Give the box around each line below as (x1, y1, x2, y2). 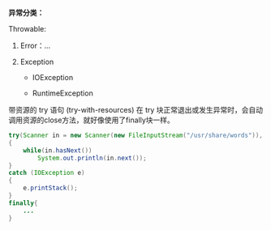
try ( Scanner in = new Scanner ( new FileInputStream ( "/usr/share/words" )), (8, 131, 264, 139)
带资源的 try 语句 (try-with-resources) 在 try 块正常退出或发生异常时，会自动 (8, 105, 264, 114)
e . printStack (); (23, 184, 79, 193)
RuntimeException (32, 88, 93, 98)
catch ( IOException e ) (8, 169, 85, 177)
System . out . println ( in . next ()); (37, 154, 148, 162)
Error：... (19, 40, 51, 50)
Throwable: (8, 24, 46, 33)
